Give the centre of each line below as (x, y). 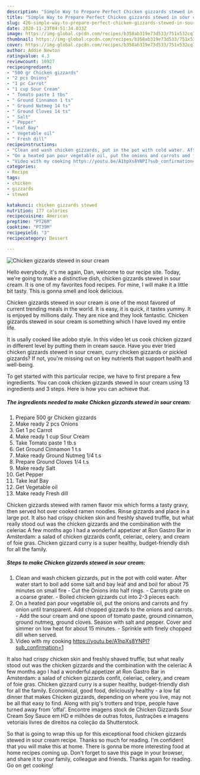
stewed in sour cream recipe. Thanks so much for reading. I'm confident (95, 740)
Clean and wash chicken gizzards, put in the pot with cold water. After (101, 577)
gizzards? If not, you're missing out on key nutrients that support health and (99, 358)
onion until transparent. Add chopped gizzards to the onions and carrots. (104, 609)
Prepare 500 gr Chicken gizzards (56, 417)
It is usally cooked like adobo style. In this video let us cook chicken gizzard (99, 339)
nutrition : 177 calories (37, 211)
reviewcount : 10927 (31, 61)
